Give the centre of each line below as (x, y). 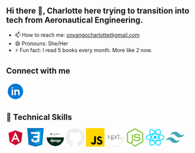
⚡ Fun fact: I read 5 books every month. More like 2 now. (83, 50)
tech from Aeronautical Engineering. (75, 20)
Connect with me (38, 71)
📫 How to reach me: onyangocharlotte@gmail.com (77, 35)
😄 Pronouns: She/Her (41, 43)
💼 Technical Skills (39, 117)
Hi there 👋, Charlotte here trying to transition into (98, 11)
